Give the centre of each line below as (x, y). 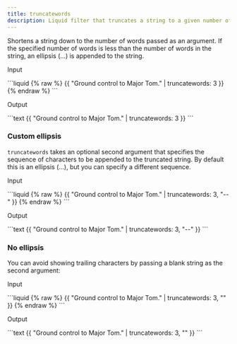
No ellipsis (26, 247)
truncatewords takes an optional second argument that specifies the (106, 151)
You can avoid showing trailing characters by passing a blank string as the (115, 263)
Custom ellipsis (35, 137)
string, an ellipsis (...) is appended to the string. (76, 56)
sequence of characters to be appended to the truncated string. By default (116, 159)
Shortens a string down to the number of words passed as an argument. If (115, 40)
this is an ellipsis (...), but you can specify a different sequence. (99, 166)
